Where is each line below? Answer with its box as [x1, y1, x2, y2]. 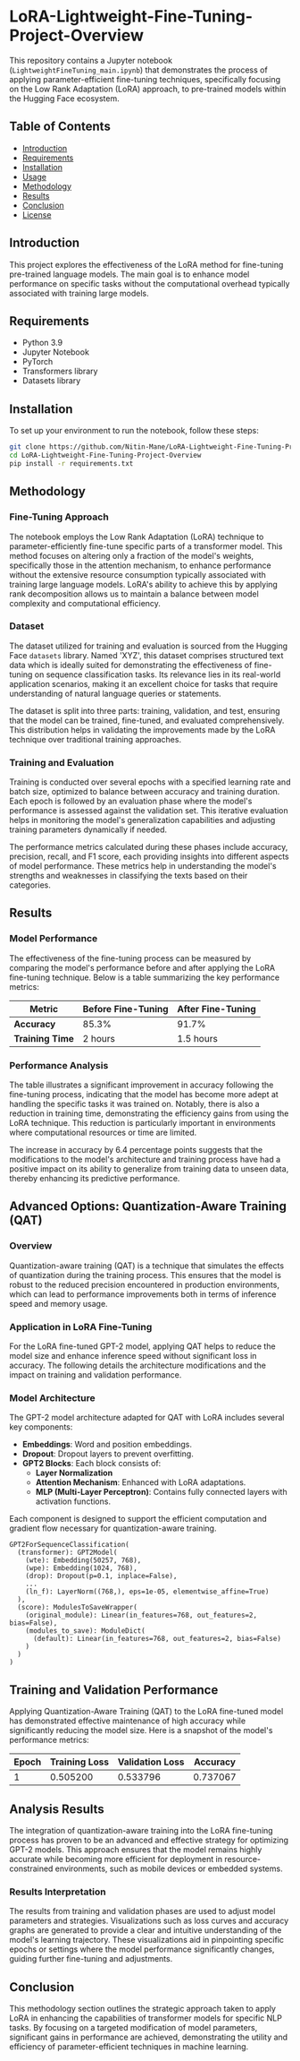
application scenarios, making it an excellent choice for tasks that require [9, 678, 279, 689]
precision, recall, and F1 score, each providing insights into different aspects [9, 851, 289, 862]
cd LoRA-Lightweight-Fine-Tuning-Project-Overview [9, 451, 202, 460]
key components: [9, 1421, 73, 1432]
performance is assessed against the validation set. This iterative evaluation [9, 805, 288, 816]
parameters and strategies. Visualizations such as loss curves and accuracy [9, 1915, 289, 1927]
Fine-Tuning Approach [9, 511, 109, 523]
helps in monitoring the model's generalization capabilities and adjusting [9, 815, 276, 826]
